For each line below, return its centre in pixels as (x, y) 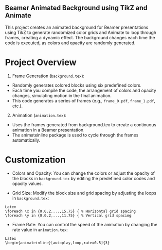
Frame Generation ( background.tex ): (48, 76)
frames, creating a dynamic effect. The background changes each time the (80, 37)
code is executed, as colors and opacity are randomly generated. (70, 43)
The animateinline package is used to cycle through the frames (75, 135)
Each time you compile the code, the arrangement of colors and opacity (84, 90)
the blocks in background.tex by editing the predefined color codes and (83, 178)
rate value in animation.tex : (40, 230)
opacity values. (27, 183)
